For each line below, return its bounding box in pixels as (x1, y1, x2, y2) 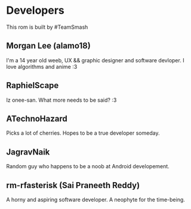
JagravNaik (6, 147, 50, 157)
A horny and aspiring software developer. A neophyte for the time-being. (6, 196, 185, 203)
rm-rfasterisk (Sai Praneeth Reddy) (6, 180, 140, 190)
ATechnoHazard (6, 113, 67, 123)
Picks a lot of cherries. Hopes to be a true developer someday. (6, 129, 160, 137)
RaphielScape (6, 80, 59, 90)
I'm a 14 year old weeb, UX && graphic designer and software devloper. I (6, 56, 184, 63)
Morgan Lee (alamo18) (6, 41, 91, 51)
